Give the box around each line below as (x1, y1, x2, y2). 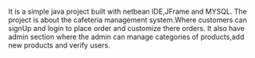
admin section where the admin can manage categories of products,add (8, 32, 245, 41)
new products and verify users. (8, 41, 110, 50)
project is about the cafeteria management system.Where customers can (8, 15, 248, 25)
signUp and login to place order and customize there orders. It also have (8, 24, 245, 33)
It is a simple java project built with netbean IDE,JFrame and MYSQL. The (8, 7, 248, 16)
